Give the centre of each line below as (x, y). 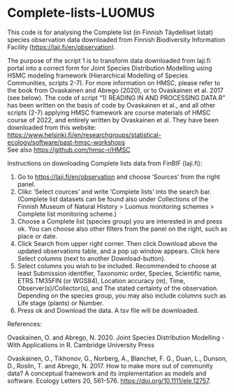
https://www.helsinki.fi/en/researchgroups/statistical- (85, 135)
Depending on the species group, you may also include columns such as (122, 296)
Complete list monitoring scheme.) (67, 214)
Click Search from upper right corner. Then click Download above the (117, 243)
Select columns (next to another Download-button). (92, 258)
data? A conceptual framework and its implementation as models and (107, 373)
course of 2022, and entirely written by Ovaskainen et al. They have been (113, 119)
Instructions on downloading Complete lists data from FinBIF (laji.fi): (105, 163)
